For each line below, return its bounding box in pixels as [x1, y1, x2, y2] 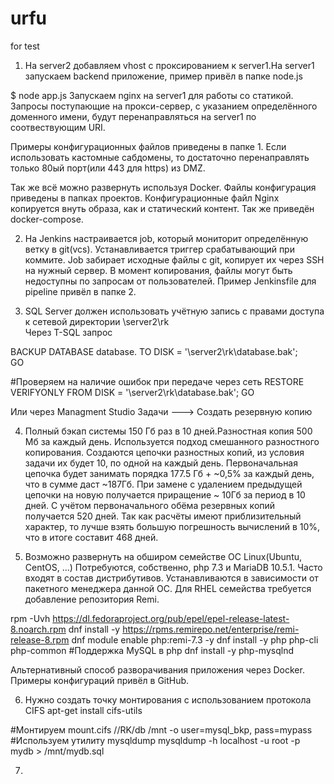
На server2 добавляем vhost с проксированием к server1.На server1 [24, 59, 315, 71]
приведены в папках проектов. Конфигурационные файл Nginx [10, 192, 280, 204]
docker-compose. [10, 213, 84, 225]
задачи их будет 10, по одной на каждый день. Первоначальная [24, 457, 298, 469]
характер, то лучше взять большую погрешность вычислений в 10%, [24, 520, 321, 532]
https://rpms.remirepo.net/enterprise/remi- [122, 623, 300, 635]
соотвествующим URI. [10, 121, 106, 133]
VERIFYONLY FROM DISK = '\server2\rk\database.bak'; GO [10, 386, 255, 398]
